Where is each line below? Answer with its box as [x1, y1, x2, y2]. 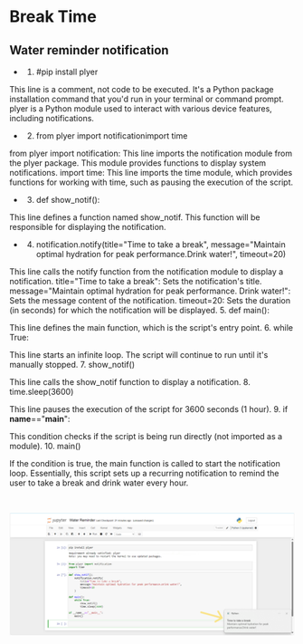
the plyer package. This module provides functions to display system [9, 158, 267, 168]
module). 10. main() [9, 441, 81, 451]
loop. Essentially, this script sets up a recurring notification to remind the [9, 468, 279, 478]
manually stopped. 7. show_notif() [9, 360, 136, 370]
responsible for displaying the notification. [9, 222, 166, 232]
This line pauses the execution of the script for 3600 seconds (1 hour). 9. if [9, 404, 289, 414]
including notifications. [9, 113, 95, 123]
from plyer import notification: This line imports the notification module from [9, 148, 292, 159]
